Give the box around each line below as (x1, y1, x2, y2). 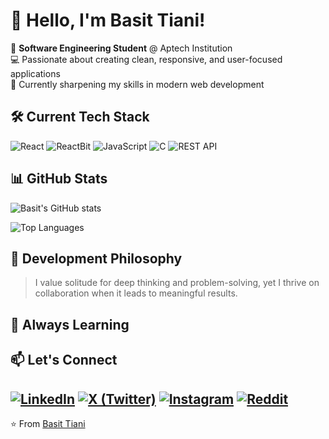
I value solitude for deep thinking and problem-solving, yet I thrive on (34, 277, 320, 289)
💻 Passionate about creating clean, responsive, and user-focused (10, 53, 283, 65)
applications (10, 67, 61, 79)
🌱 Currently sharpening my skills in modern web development (10, 78, 265, 90)
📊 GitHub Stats (10, 170, 108, 188)
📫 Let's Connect (10, 352, 118, 369)
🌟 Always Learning (10, 316, 130, 333)
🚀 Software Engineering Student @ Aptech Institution (10, 42, 233, 54)
